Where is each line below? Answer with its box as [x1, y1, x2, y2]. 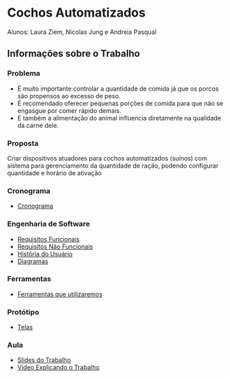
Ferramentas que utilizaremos [17, 289, 103, 298]
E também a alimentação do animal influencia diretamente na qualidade [17, 114, 222, 122]
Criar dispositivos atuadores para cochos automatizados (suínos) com [7, 154, 208, 162]
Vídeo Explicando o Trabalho [17, 363, 100, 372]
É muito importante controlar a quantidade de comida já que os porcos [17, 84, 220, 93]
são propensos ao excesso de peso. [17, 91, 121, 100]
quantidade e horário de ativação [7, 168, 102, 177]
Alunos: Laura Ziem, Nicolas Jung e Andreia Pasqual [7, 28, 157, 36]
